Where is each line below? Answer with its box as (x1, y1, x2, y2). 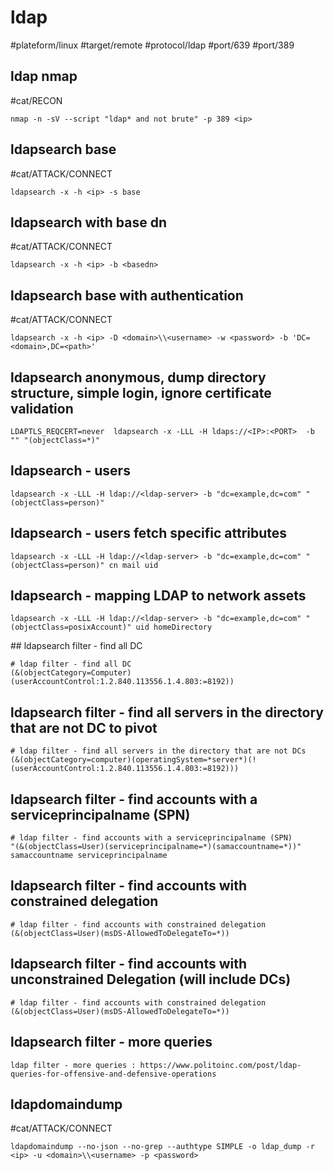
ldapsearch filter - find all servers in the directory (10, 704, 324, 721)
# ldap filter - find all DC (10, 659, 132, 670)
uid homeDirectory (135, 622, 213, 633)
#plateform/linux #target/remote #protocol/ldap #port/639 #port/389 (10, 39, 295, 51)
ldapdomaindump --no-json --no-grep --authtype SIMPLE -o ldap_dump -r (10, 1142, 315, 1152)
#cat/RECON (10, 94, 63, 106)
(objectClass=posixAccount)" (10, 622, 132, 633)
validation (10, 400, 74, 417)
